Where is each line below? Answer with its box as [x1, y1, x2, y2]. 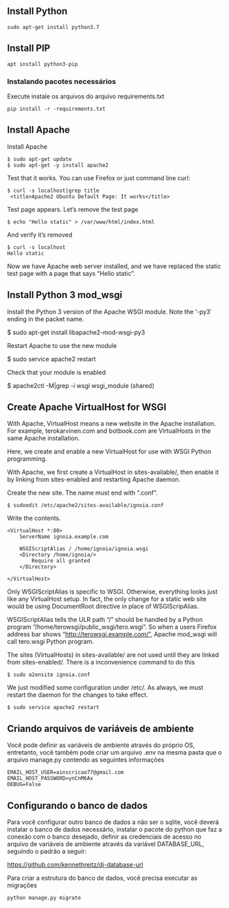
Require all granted [32, 557, 91, 565]
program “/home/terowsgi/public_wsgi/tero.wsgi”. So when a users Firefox [7, 623, 217, 631]
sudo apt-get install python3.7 [7, 23, 99, 30]
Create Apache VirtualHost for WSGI [7, 401, 167, 413]
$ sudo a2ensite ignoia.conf [7, 671, 91, 678]
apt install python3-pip [7, 61, 78, 67]
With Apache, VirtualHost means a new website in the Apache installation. [7, 420, 216, 428]
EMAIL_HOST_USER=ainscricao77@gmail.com [7, 769, 125, 776]
